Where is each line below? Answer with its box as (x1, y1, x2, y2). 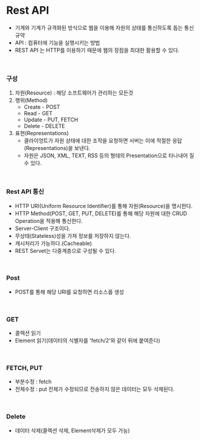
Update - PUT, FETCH (23, 116, 78, 123)
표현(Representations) (14, 130, 69, 137)
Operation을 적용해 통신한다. (14, 217, 83, 224)
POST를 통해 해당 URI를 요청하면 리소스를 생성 (14, 288, 125, 295)
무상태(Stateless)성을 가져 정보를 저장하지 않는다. (14, 232, 132, 239)
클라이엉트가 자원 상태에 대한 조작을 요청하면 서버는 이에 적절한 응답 (23, 137, 183, 144)
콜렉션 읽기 (14, 329, 41, 337)
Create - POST (23, 103, 60, 111)
